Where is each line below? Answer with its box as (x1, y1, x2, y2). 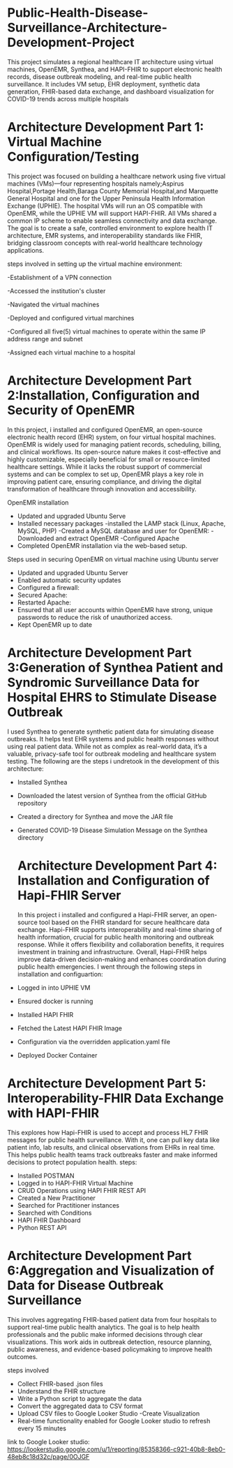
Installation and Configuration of (17, 873, 210, 888)
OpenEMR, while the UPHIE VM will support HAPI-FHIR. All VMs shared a (7, 209, 217, 217)
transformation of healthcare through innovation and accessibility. (7, 484, 197, 493)
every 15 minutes (17, 1424, 66, 1432)
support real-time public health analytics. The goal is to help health (7, 1323, 200, 1331)
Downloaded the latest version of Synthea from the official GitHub (17, 791, 207, 800)
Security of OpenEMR (7, 403, 135, 418)
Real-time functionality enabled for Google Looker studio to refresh (17, 1416, 211, 1425)
